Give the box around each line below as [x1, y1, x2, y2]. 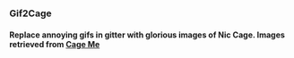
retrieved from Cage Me [9, 38, 100, 49]
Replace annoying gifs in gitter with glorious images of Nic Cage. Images [9, 29, 285, 40]
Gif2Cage [9, 7, 52, 20]
